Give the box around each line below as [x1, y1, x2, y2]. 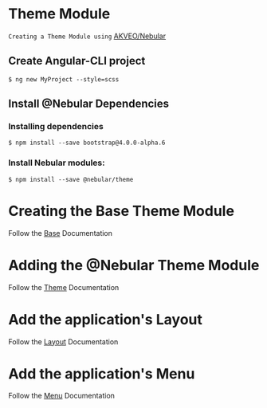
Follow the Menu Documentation [8, 391, 116, 401]
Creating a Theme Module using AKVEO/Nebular [8, 31, 166, 41]
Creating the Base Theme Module [8, 202, 235, 220]
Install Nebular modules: [8, 157, 105, 168]
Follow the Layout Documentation [8, 336, 119, 347]
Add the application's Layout [8, 310, 203, 328]
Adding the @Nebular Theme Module [8, 256, 260, 274]
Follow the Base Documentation [8, 228, 113, 237]
